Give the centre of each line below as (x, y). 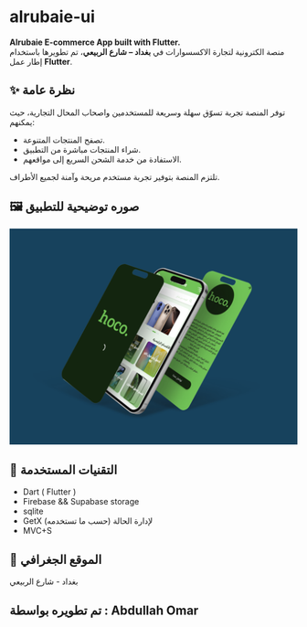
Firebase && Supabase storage (81, 502)
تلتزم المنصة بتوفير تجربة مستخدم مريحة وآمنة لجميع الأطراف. (115, 176)
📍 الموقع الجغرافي (56, 559)
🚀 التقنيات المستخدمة (64, 469)
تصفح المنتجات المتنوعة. (64, 140)
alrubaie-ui (53, 17)
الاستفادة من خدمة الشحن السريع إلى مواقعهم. (102, 159)
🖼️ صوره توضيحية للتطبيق (74, 207)
